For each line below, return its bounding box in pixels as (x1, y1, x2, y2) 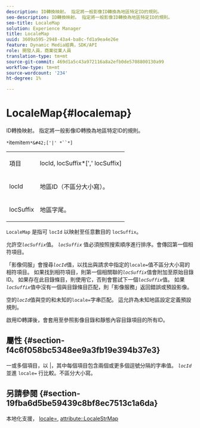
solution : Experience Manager (6, 25, 82, 32)
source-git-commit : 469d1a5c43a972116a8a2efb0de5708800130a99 (6, 59, 164, 65)
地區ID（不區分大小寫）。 (39, 183, 109, 191)
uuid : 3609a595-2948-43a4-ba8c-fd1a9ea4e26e (6, 36, 119, 42)
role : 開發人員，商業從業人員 (6, 48, 72, 54)
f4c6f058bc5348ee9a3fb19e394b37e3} (6, 345, 161, 356)
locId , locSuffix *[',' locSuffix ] (39, 159, 122, 167)
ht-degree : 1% (6, 75, 42, 81)
